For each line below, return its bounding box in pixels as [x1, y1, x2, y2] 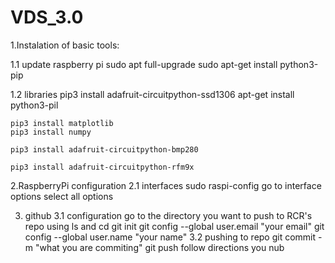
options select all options [10, 190, 114, 202]
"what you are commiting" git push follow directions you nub [34, 241, 285, 253]
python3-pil [10, 99, 59, 111]
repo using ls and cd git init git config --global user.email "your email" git [24, 220, 325, 232]
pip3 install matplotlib [10, 118, 114, 128]
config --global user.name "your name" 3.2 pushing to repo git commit [24, 231, 317, 243]
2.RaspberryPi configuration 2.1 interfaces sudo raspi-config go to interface [10, 179, 322, 191]
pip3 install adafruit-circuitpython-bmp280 [10, 144, 199, 155]
